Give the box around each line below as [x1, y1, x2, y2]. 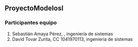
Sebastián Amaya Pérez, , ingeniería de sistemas [12, 30, 113, 37]
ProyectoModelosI [5, 4, 64, 13]
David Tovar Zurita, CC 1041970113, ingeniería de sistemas [12, 36, 133, 42]
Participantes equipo [5, 19, 57, 26]
